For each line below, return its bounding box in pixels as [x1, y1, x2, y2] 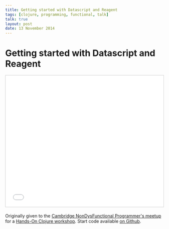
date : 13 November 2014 [5, 26, 55, 31]
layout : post [5, 21, 33, 27]
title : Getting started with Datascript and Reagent [5, 7, 118, 13]
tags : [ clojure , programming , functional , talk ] [5, 12, 109, 17]
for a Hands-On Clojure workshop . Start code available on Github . [5, 218, 141, 224]
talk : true [5, 17, 28, 22]
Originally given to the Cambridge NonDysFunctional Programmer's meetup [5, 213, 161, 219]
